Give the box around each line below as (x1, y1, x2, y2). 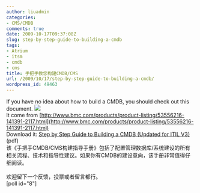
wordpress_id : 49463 (6, 82, 58, 88)
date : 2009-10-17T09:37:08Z (6, 31, 77, 37)
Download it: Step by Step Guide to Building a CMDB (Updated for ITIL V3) (6, 130, 190, 138)
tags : (6, 43, 20, 49)
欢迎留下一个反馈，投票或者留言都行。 (6, 173, 101, 180)
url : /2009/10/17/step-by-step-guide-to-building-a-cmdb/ (6, 76, 154, 82)
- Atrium (6, 48, 28, 54)
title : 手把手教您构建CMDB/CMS (6, 70, 78, 76)
